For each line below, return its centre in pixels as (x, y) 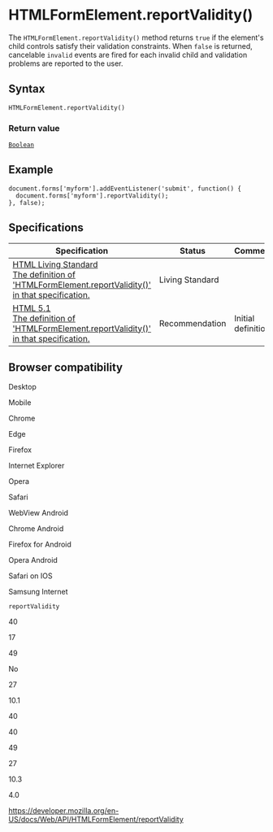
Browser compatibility (66, 368)
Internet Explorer (37, 466)
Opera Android (33, 560)
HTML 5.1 (32, 308)
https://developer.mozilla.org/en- (64, 811)
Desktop (22, 387)
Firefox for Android (40, 545)
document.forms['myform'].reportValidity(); (92, 196)
